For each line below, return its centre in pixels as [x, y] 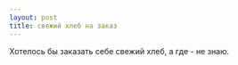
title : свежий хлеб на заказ [63, 26]
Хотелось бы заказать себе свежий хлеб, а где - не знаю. [119, 51]
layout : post [33, 17]
